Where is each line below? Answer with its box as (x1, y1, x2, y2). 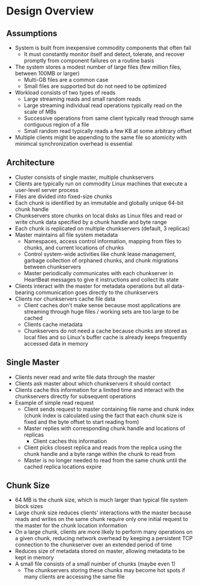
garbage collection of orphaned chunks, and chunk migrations (23, 257, 179, 264)
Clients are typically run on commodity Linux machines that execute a (14, 179, 187, 187)
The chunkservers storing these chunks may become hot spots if (23, 567, 186, 574)
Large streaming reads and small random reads (23, 95, 141, 102)
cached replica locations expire (23, 463, 102, 470)
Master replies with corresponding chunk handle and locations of (23, 425, 186, 432)
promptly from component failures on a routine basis (23, 57, 154, 64)
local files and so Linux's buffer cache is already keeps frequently (23, 333, 187, 341)
